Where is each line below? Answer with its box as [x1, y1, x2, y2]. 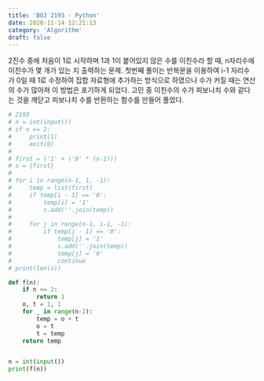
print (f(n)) [8, 365, 47, 373]
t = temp [36, 329, 65, 338]
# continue [8, 257, 86, 265]
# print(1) [8, 133, 58, 141]
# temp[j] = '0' [8, 249, 104, 258]
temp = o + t [36, 315, 79, 323]
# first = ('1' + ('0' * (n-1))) [8, 155, 118, 163]
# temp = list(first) [8, 184, 93, 192]
